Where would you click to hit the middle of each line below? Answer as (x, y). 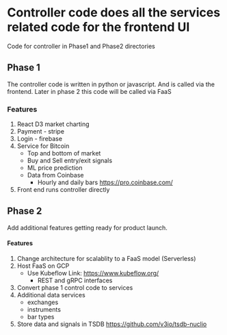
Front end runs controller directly (63, 190)
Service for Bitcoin (43, 146)
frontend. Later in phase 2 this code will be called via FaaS (90, 91)
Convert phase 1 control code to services (75, 288)
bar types (41, 317)
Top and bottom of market (64, 153)
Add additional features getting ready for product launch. (87, 227)
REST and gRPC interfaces (75, 281)
